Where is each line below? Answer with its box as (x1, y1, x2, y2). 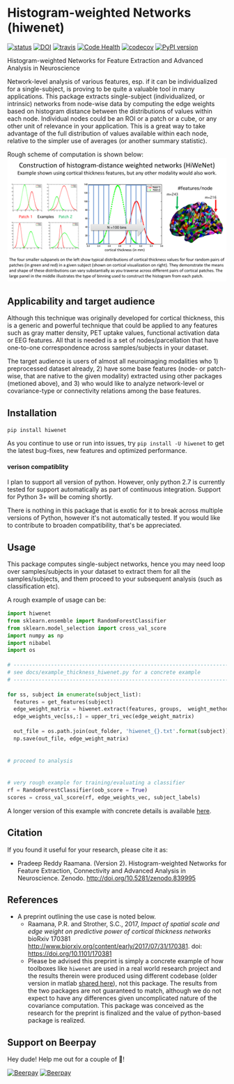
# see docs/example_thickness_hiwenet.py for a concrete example (7, 669, 201, 676)
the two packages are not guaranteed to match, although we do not (27, 986, 221, 995)
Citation (7, 827, 43, 839)
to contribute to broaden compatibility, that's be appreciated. (7, 521, 182, 530)
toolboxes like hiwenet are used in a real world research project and (27, 965, 221, 973)
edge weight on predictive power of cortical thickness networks (27, 927, 211, 936)
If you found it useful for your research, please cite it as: (7, 845, 169, 854)
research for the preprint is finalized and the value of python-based (27, 1009, 221, 1017)
